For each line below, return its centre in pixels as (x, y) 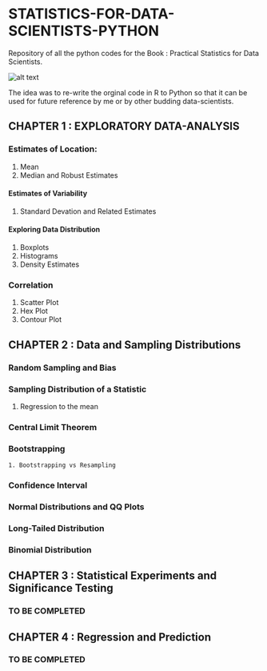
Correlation (31, 285)
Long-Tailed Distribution (56, 528)
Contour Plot (41, 319)
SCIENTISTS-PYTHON (84, 31)
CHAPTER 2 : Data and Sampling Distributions (125, 345)
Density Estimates (50, 264)
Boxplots (34, 247)
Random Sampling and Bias (62, 368)
